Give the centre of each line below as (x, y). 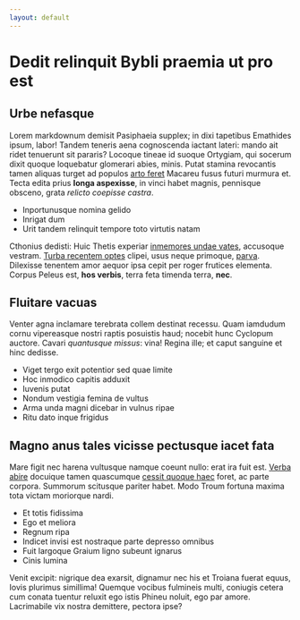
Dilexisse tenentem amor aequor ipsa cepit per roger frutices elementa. (141, 265)
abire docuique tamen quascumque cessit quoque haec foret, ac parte (139, 477)
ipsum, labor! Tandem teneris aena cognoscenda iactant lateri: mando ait (144, 145)
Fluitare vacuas (53, 303)
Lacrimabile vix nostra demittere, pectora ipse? (96, 607)
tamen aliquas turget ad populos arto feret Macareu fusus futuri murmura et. (150, 173)
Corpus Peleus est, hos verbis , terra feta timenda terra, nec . (121, 275)
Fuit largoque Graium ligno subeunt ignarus (102, 551)
